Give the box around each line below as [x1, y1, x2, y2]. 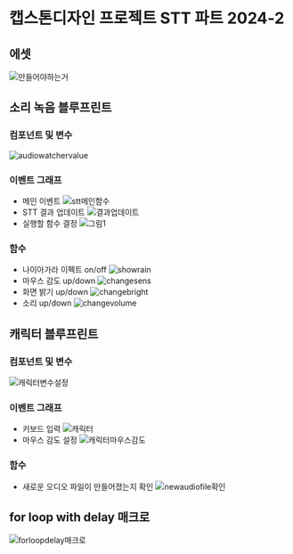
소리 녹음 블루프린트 [9, 100, 112, 116]
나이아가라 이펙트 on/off [21, 265, 107, 275]
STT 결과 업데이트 [21, 207, 85, 217]
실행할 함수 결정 [21, 217, 77, 228]
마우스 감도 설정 [21, 435, 77, 445]
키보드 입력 [21, 424, 61, 435]
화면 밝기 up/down [21, 287, 89, 297]
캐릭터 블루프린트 [9, 326, 99, 341]
